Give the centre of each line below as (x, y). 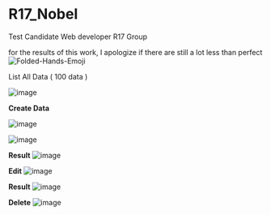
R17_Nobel (43, 14)
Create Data (29, 108)
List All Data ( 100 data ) (48, 76)
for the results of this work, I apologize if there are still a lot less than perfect (135, 52)
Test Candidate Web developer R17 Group (78, 37)
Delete (19, 202)
